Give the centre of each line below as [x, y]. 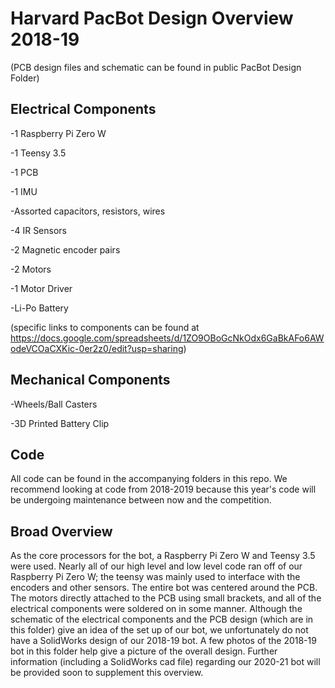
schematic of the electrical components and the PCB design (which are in [162, 619]
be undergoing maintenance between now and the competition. [141, 500]
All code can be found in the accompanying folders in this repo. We [149, 479]
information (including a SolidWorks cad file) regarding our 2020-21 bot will [165, 662]
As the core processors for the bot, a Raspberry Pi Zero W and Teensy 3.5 [163, 556]
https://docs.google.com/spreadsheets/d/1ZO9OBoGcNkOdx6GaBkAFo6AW [167, 338]
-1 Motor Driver [41, 288]
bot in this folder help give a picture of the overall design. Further [144, 651]
